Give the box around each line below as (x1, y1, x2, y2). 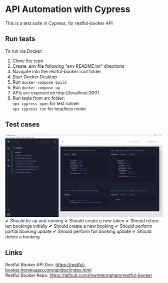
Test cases (5, 120, 40, 129)
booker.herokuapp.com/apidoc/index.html (5, 267, 92, 273)
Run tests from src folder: (12, 95, 65, 101)
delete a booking (5, 234, 40, 240)
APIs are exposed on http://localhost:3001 (12, 89, 99, 96)
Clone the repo (12, 58, 43, 64)
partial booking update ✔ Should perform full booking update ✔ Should (5, 228, 151, 234)
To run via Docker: (5, 48, 43, 54)
